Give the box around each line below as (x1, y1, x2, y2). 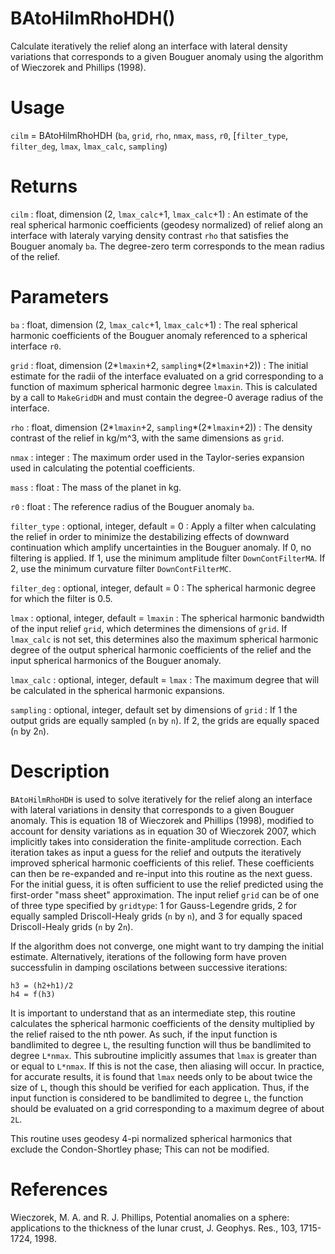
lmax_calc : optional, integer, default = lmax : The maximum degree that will (10, 673, 320, 686)
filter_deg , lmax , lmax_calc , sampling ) (10, 140, 168, 152)
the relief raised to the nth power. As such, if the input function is (10, 1028, 278, 1040)
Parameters (10, 286, 110, 308)
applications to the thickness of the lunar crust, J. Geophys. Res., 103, (10, 1222, 298, 1234)
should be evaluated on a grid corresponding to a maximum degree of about (10, 1102, 325, 1114)
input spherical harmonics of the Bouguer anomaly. (10, 654, 222, 666)
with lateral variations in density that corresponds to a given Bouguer (10, 803, 295, 816)
